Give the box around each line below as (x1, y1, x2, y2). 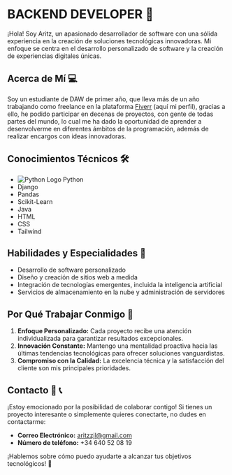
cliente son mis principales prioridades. (17, 364, 131, 372)
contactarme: (7, 418, 46, 425)
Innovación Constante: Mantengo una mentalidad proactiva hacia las (17, 342, 218, 350)
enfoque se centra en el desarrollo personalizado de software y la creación (7, 44, 224, 52)
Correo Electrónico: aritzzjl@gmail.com (17, 431, 133, 439)
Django (17, 182, 38, 191)
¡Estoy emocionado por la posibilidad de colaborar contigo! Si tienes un (7, 403, 212, 411)
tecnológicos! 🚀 (7, 460, 52, 467)
